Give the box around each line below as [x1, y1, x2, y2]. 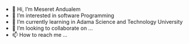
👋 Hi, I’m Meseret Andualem [11, 6, 81, 12]
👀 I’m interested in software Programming [11, 12, 115, 19]
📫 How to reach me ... [11, 32, 68, 38]
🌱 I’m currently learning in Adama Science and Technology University [11, 18, 183, 25]
